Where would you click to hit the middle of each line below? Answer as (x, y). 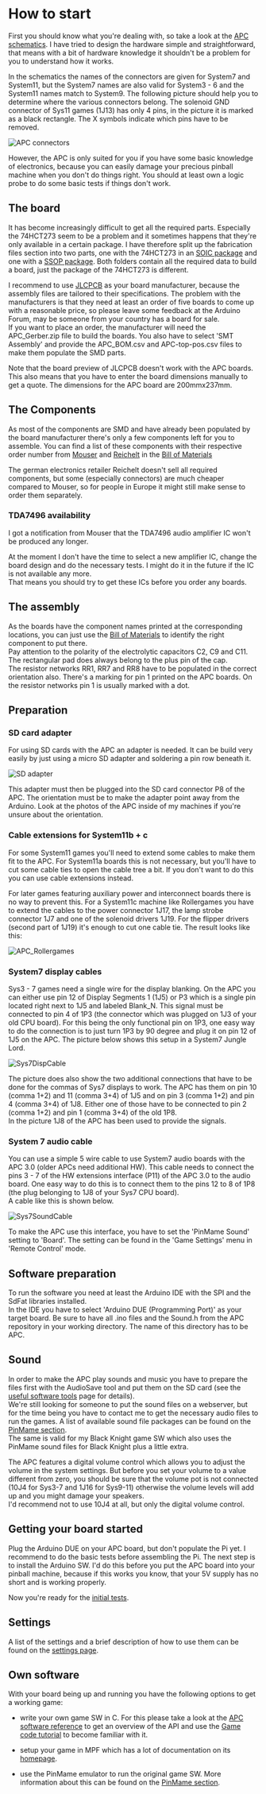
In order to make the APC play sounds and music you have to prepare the (128, 1378)
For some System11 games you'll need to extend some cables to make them (132, 853)
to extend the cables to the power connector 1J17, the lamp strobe (116, 910)
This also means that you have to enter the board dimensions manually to (128, 376)
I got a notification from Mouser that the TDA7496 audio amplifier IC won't (130, 532)
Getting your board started (75, 1529)
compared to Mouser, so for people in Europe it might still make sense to (127, 486)
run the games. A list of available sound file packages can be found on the (130, 1421)
